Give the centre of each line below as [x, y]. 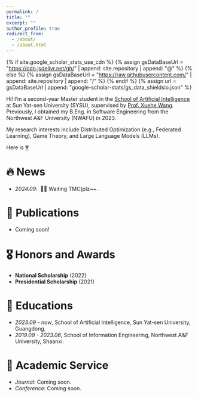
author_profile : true [33, 28]
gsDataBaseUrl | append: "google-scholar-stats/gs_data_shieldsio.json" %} [99, 87]
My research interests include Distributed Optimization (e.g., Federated [94, 129]
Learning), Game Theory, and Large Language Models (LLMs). [83, 135]
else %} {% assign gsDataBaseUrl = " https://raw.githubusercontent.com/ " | [99, 75]
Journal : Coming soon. [43, 382]
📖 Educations [40, 306]
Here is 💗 [18, 147]
